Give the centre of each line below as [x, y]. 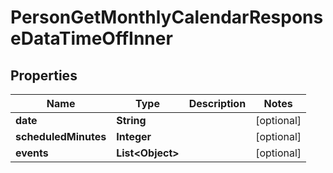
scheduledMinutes [61, 136]
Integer [134, 136]
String [131, 120]
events [32, 153]
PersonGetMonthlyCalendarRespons [167, 17]
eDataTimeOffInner [91, 38]
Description [217, 103]
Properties [44, 75]
